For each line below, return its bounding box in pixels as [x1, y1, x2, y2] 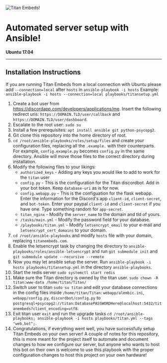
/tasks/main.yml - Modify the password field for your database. [20, 217, 151, 222]
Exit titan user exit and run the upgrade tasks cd [12, 310, 112, 316]
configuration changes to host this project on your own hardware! [12, 352, 147, 358]
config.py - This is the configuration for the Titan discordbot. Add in [20, 179, 160, 186]
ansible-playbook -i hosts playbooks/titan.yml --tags [37, 316, 153, 321]
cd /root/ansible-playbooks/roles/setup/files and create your [12, 137, 144, 144]
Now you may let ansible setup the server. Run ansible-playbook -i [12, 259, 152, 265]
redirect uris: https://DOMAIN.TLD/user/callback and [12, 111, 120, 117]
